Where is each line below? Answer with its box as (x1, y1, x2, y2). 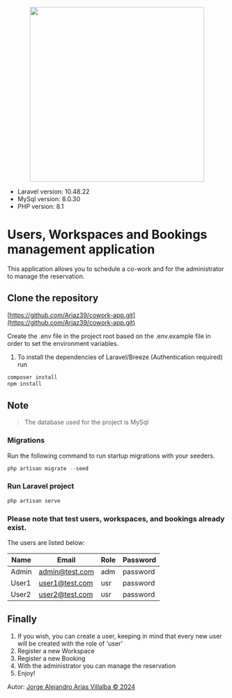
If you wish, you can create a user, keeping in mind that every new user (17, 632, 222, 640)
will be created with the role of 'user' (17, 639, 123, 648)
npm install (7, 380, 42, 387)
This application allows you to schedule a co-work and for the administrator (7, 264, 224, 272)
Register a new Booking (17, 654, 86, 662)
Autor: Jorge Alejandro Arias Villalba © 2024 (7, 682, 136, 691)
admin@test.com (38, 567, 94, 576)
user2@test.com (38, 589, 93, 599)
